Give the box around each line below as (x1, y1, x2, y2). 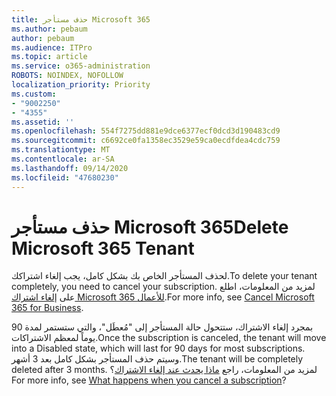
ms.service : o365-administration (11, 61, 151, 71)
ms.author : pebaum (11, 24, 88, 34)
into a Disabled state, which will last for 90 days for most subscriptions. (11, 342, 306, 355)
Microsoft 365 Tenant (11, 237, 195, 260)
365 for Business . (11, 302, 84, 314)
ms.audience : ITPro (11, 42, 93, 53)
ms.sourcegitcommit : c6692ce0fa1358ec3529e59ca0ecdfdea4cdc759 (11, 136, 281, 146)
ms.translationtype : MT (11, 145, 111, 155)
